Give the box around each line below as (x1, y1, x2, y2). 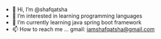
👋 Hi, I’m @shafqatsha (12, 6, 68, 13)
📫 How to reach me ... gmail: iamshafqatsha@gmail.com (12, 26, 155, 33)
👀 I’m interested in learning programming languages (12, 12, 143, 19)
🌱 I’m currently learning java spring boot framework (12, 19, 142, 26)
